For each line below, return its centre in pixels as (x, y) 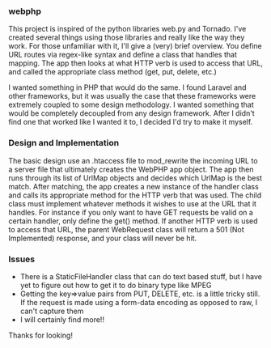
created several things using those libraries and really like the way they (127, 37)
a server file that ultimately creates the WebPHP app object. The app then (131, 169)
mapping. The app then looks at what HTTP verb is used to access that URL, (136, 63)
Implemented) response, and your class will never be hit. (103, 238)
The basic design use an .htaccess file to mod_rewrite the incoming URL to (133, 160)
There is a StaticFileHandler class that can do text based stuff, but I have (141, 276)
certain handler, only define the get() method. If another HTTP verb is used (133, 221)
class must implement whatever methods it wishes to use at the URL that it (133, 203)
